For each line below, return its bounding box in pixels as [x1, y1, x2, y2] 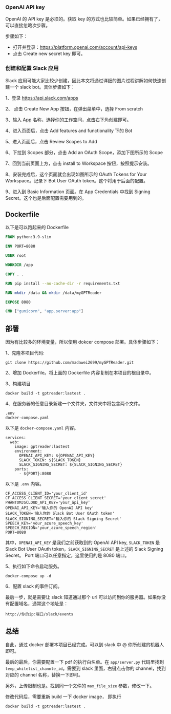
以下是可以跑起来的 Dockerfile [5, 224, 69, 231]
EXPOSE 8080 [5, 299, 31, 305]
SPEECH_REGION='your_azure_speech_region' [5, 525, 97, 531]
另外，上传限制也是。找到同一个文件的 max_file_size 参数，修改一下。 [5, 682, 155, 689]
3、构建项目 [5, 381, 31, 387]
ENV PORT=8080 [5, 244, 36, 249]
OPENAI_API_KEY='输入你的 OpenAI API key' [5, 505, 94, 511]
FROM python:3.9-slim [5, 235, 52, 240]
